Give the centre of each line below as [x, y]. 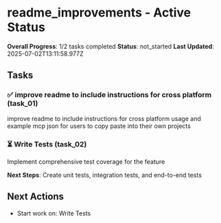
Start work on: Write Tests [54, 213]
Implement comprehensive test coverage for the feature [86, 161]
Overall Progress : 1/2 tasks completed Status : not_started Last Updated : [110, 46]
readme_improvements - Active [99, 13]
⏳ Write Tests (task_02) [47, 144]
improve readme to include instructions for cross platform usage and [104, 118]
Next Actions [35, 197]
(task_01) [23, 103]
